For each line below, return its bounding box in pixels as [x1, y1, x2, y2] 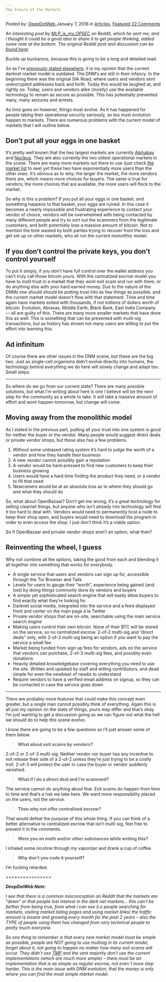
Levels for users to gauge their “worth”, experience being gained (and [12, 582, 155, 588]
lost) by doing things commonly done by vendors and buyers [12, 587, 137, 593]
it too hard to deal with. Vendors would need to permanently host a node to [5, 509, 158, 514]
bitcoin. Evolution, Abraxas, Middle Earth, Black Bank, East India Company [5, 305, 156, 311]
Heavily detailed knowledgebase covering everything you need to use [12, 660, 155, 666]
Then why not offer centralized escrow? [17, 806, 101, 812]
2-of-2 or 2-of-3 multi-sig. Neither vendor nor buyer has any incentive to [5, 750, 154, 757]
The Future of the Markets [5, 7, 61, 12]
